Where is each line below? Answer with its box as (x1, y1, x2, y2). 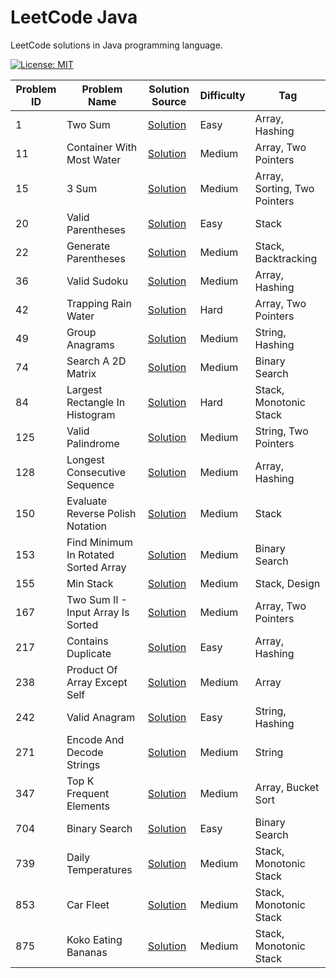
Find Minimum (66, 535, 133, 549)
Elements (66, 799, 111, 813)
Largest (66, 382, 103, 396)
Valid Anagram (66, 710, 136, 724)
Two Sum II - (66, 592, 128, 606)
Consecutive (66, 465, 127, 479)
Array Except (66, 675, 128, 689)
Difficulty (199, 88, 246, 102)
